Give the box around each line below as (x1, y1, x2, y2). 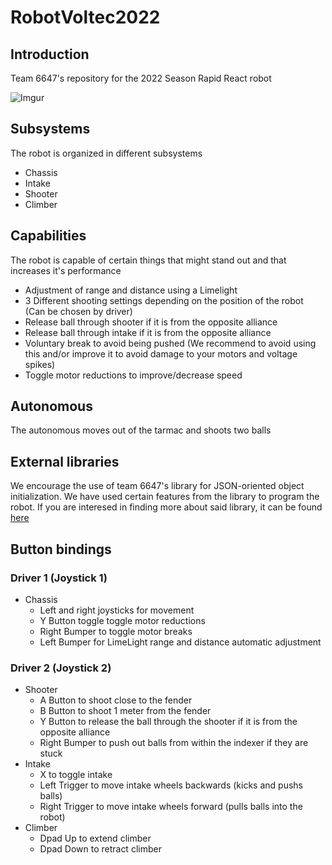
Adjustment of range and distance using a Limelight (24, 284, 238, 296)
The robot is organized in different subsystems (10, 147, 203, 159)
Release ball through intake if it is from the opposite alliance (24, 326, 272, 338)
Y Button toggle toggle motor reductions (39, 614, 206, 626)
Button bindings (10, 541, 112, 558)
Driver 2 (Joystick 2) (10, 661, 112, 675)
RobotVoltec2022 (10, 6, 161, 29)
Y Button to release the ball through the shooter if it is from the (39, 716, 298, 728)
